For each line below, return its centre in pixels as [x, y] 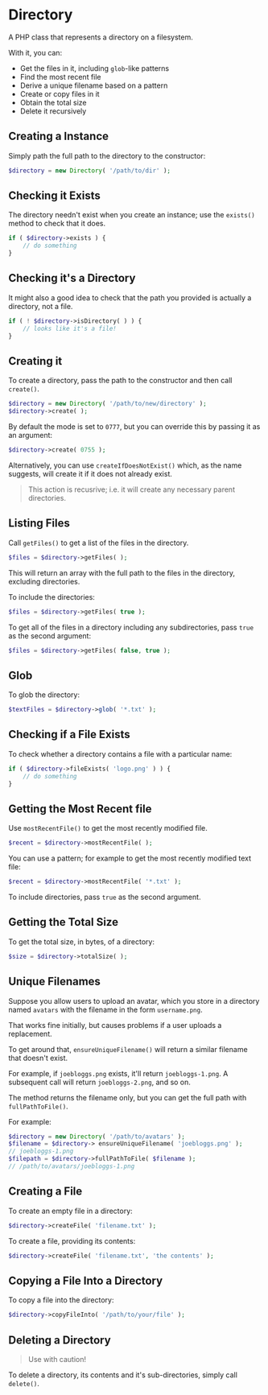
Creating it [35, 361]
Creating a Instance [58, 136]
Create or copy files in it [60, 93]
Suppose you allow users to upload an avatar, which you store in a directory [134, 1001]
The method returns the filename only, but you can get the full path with [128, 1097]
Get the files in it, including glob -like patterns [95, 68]
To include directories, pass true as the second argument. [105, 897]
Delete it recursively [53, 111]
